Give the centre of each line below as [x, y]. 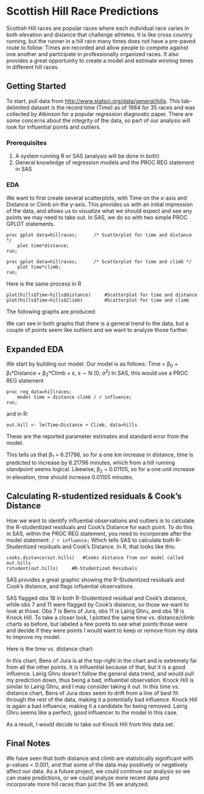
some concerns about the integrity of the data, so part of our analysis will [98, 120]
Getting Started [36, 86]
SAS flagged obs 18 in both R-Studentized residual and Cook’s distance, [97, 598]
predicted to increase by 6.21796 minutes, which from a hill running [91, 463]
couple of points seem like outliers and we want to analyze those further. [97, 330]
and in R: [17, 414]
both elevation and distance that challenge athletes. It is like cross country [100, 34]
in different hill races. [33, 67]
